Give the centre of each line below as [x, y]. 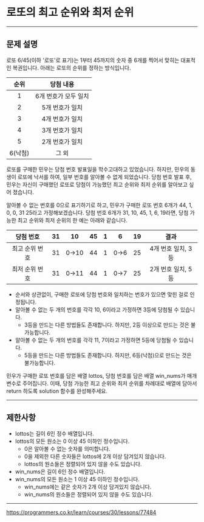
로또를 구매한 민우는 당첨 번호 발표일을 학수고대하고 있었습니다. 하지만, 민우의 [98, 169]
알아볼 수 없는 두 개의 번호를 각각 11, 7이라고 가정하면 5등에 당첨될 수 [96, 340]
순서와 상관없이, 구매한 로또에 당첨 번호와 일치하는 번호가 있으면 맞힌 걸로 [102, 294]
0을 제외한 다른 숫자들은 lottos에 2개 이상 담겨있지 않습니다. [95, 456]
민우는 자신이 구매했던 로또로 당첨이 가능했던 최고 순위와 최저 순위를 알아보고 [97, 184]
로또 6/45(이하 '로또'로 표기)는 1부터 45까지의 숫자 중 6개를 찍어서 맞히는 [93, 60]
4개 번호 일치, [168, 248]
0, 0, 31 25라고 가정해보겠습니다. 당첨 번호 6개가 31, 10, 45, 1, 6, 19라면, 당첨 [97, 212]
